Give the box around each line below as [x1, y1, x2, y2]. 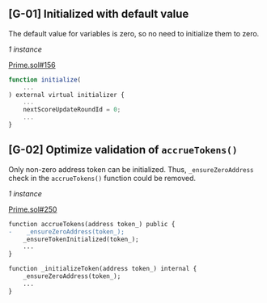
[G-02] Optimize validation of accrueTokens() [8, 143, 238, 157]
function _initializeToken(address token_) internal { [8, 265, 197, 273]
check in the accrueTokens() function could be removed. [8, 173, 197, 183]
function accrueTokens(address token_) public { [8, 220, 176, 228]
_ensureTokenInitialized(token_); [23, 235, 139, 243]
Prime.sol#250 [8, 204, 57, 214]
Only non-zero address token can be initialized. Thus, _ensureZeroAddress [8, 164, 254, 174]
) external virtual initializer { [8, 90, 125, 99]
